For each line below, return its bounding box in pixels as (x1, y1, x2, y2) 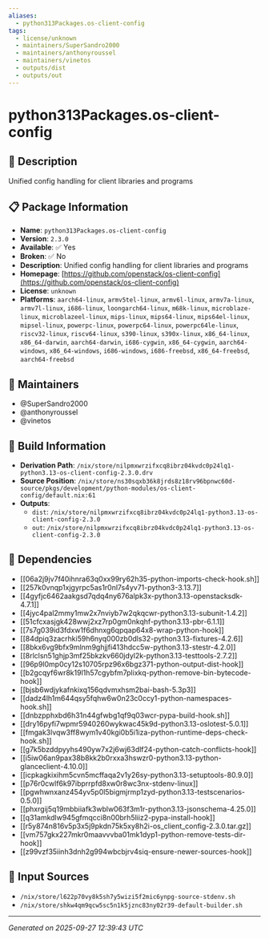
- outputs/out (15, 71, 62, 79)
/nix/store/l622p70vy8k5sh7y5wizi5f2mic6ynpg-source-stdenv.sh (19, 892, 236, 901)
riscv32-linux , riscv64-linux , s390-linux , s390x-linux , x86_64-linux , (19, 329, 251, 338)
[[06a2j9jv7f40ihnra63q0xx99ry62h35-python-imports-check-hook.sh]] (19, 574, 260, 584)
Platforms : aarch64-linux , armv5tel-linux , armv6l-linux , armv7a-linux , (19, 294, 255, 305)
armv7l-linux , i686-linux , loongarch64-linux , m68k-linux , (19, 303, 211, 313)
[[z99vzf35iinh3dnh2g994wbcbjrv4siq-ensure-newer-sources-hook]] (19, 847, 252, 856)
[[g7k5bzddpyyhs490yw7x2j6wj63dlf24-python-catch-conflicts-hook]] (19, 744, 257, 754)
